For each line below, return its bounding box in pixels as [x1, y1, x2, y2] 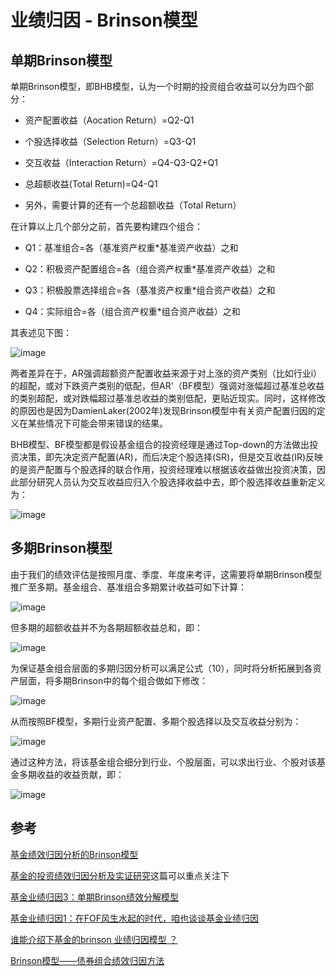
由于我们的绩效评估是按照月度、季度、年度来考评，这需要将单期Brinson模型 [10, 568, 323, 580]
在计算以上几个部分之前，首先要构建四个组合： [10, 221, 203, 232]
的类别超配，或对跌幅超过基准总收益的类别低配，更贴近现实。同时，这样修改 [10, 392, 326, 404]
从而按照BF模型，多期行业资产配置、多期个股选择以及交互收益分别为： [10, 715, 302, 727]
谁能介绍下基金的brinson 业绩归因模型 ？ [10, 933, 178, 945]
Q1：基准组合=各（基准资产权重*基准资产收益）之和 [24, 242, 239, 253]
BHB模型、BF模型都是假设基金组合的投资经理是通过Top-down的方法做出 [10, 439, 310, 450]
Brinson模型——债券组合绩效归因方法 [10, 954, 165, 966]
